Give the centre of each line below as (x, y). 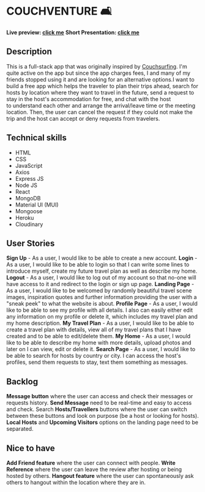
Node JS (26, 185)
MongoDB (28, 198)
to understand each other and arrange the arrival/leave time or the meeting (101, 105)
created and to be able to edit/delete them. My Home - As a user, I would (99, 336)
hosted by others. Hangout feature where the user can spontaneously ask (100, 476)
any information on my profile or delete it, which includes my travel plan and (102, 317)
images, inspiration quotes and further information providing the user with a (102, 297)
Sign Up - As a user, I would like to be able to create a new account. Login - (102, 258)
